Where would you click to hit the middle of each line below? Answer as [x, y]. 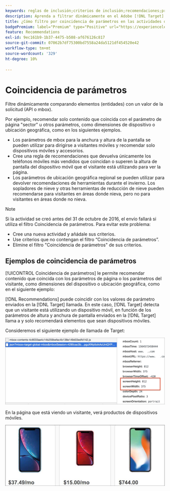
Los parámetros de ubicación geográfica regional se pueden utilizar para [89, 178]
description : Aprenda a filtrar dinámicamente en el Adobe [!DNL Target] [85, 16]
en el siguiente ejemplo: [30, 289]
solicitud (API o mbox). [29, 110]
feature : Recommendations [32, 32]
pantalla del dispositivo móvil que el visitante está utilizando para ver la [87, 167]
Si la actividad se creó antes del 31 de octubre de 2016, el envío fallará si [81, 219]
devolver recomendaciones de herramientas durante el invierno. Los [84, 183]
